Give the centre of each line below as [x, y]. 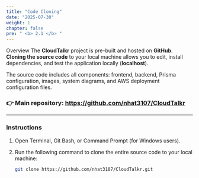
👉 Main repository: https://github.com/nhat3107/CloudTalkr [96, 103]
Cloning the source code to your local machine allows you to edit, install [95, 57]
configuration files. [29, 87]
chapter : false [25, 28]
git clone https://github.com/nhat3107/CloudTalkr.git [84, 169]
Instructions [24, 128]
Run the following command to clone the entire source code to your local [103, 152]
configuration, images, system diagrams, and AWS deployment [83, 81]
